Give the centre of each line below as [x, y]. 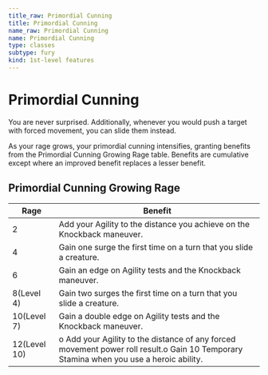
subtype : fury [32, 53]
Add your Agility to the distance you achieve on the [154, 224]
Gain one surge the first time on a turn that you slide [156, 247]
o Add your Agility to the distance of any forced [147, 339]
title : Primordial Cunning [53, 23]
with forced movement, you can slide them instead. [93, 130]
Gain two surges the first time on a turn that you [148, 293]
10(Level [29, 316]
